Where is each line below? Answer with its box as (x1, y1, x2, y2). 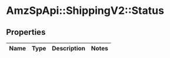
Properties (6, 27, 46, 37)
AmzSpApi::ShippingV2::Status (6, 4, 165, 17)
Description (52, 45, 85, 52)
